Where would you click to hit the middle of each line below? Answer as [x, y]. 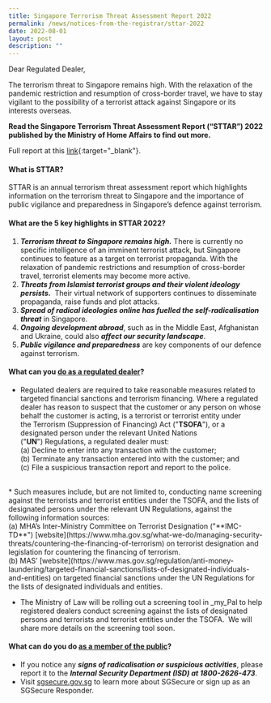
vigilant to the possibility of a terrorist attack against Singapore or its [122, 102]
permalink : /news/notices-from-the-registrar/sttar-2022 [106, 24]
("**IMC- [226, 526]
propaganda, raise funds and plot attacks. [90, 302]
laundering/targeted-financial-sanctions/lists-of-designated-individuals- [129, 569]
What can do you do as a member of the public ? [90, 646]
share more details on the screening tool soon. [97, 628]
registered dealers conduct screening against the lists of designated [134, 611]
